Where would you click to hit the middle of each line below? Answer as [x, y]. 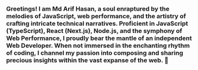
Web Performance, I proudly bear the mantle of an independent [99, 38]
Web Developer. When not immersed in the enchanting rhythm [98, 45]
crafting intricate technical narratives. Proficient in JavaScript [97, 24]
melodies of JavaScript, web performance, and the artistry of [96, 16]
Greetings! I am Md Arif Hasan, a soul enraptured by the [88, 9]
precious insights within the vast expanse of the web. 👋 [87, 60]
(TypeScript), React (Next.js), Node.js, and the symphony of [94, 31]
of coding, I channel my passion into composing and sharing [95, 53]
